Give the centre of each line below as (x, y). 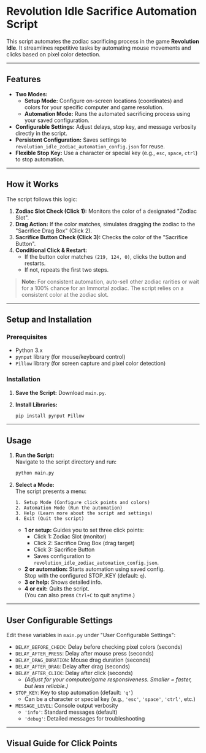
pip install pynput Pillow (50, 416)
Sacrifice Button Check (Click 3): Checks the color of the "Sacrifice (101, 237)
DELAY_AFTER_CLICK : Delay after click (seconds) (74, 673)
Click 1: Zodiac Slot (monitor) (70, 537)
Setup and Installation (49, 319)
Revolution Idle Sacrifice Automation (102, 11)
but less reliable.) (46, 686)
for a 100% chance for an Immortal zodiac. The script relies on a (102, 288)
